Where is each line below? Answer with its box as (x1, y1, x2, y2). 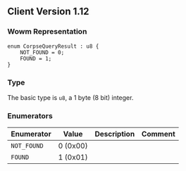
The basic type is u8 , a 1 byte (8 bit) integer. (7, 93, 134, 101)
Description (94, 129, 135, 139)
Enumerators (7, 110, 53, 120)
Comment (141, 129, 176, 139)
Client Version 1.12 (7, 6, 89, 18)
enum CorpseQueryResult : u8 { (7, 42, 99, 50)
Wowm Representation (7, 27, 87, 37)
